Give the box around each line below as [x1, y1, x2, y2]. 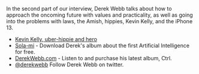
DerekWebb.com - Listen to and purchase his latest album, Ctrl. [14, 55, 172, 61]
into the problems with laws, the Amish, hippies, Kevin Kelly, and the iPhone [6, 18, 193, 24]
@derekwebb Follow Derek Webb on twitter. [14, 61, 124, 68]
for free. [14, 48, 35, 55]
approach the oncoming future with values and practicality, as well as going [6, 11, 193, 18]
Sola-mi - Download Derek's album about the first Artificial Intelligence [14, 42, 190, 49]
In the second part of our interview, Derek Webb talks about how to [6, 5, 172, 12]
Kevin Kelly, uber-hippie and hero [14, 36, 98, 42]
